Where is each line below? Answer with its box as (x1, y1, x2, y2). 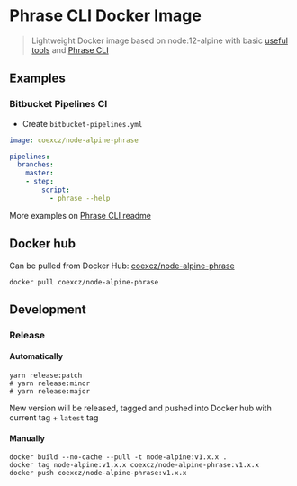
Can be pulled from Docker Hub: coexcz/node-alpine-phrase (9, 260, 236, 271)
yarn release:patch (9, 371, 83, 381)
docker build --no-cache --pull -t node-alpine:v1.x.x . (9, 453, 228, 462)
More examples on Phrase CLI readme (9, 210, 151, 220)
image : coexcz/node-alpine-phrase (9, 136, 139, 145)
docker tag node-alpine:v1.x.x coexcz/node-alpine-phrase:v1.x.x (9, 461, 259, 470)
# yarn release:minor (9, 379, 91, 388)
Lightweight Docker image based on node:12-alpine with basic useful (31, 35, 288, 46)
